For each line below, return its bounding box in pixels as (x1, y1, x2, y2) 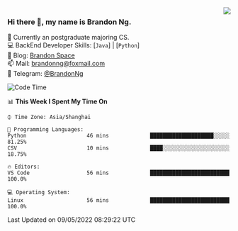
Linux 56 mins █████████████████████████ (7, 197, 230, 204)
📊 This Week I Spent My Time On (7, 97, 108, 106)
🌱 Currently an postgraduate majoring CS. (7, 33, 130, 42)
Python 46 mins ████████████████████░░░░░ (7, 133, 230, 140)
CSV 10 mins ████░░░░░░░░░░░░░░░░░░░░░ (7, 145, 230, 152)
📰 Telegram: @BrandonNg (7, 69, 84, 78)
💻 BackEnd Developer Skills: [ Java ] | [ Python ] (7, 41, 140, 50)
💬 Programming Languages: (7, 126, 84, 133)
